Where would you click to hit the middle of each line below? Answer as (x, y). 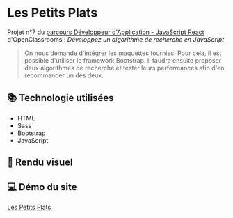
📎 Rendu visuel (40, 163)
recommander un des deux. (64, 75)
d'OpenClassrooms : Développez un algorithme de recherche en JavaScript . (116, 39)
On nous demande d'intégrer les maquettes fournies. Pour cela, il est (123, 53)
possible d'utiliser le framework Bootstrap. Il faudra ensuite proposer (122, 60)
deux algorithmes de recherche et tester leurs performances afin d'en (124, 68)
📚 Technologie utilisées (61, 98)
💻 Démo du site (42, 187)
